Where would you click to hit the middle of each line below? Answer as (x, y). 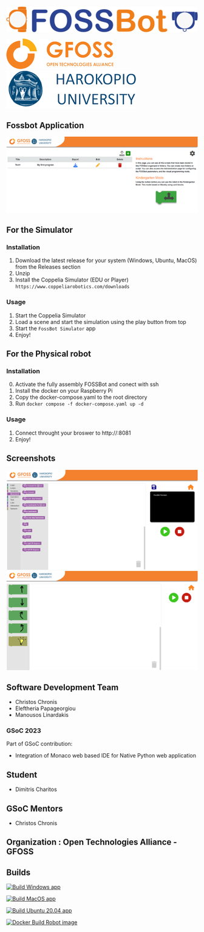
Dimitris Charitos (36, 789)
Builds (19, 872)
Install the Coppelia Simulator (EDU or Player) (72, 280)
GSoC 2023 (24, 730)
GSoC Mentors (35, 808)
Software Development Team (63, 687)
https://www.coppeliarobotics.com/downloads (72, 287)
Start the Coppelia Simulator (50, 315)
